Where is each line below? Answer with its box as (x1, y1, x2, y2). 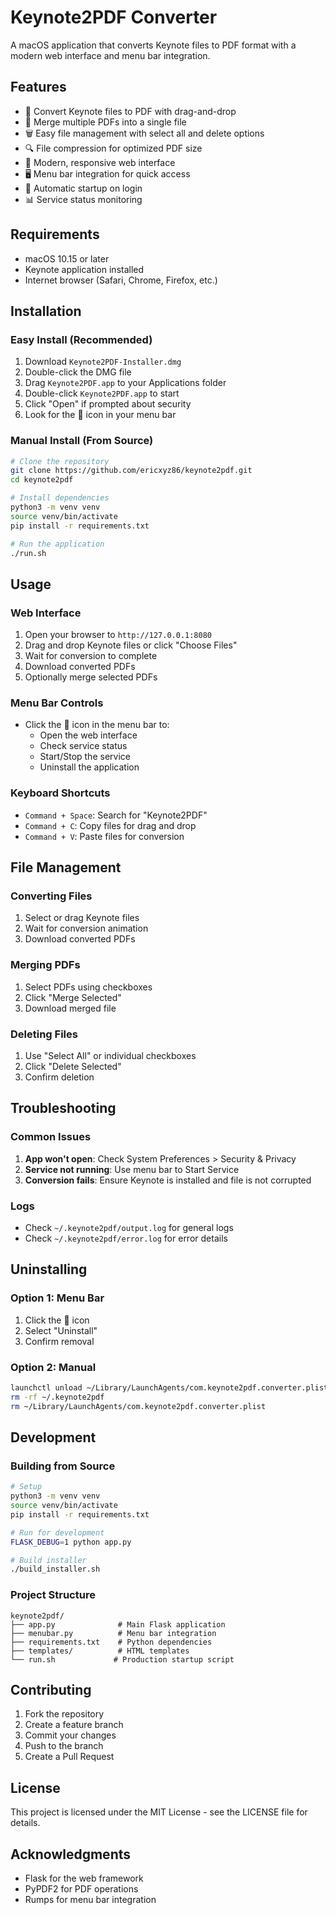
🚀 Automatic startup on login (24, 182, 143, 194)
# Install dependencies (10, 493, 110, 503)
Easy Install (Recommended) (10, 332, 153, 346)
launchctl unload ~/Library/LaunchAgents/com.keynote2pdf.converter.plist (10, 1382, 329, 1393)
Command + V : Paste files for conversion (24, 830, 185, 842)
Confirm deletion (24, 1071, 95, 1083)
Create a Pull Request (24, 1751, 115, 1763)
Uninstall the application (39, 761, 140, 773)
